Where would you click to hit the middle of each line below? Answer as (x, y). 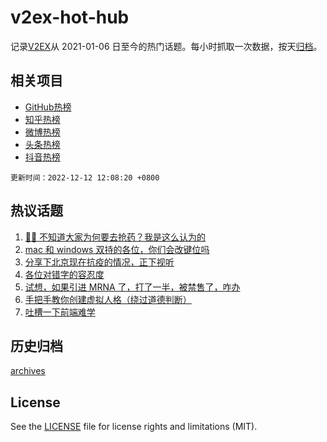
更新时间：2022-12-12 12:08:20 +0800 (85, 177)
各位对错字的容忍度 (64, 274)
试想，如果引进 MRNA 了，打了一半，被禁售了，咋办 (132, 287)
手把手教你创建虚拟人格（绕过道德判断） (108, 299)
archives (28, 371)
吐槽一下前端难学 (60, 312)
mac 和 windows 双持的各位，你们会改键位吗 (117, 249)
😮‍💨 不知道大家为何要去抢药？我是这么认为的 (115, 237)
